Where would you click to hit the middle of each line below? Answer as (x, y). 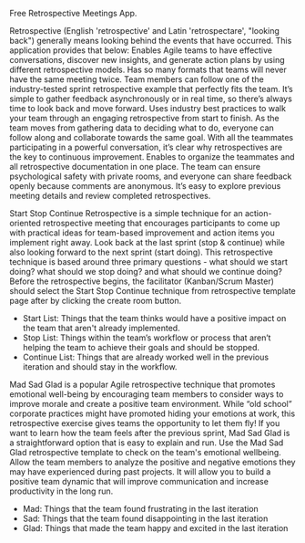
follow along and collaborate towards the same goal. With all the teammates (152, 137)
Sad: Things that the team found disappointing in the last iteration (145, 518)
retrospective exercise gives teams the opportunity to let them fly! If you (145, 423)
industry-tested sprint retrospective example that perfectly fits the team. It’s (151, 89)
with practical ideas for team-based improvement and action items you (142, 233)
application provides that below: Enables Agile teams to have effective (141, 50)
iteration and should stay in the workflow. (100, 367)
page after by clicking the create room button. (96, 301)
